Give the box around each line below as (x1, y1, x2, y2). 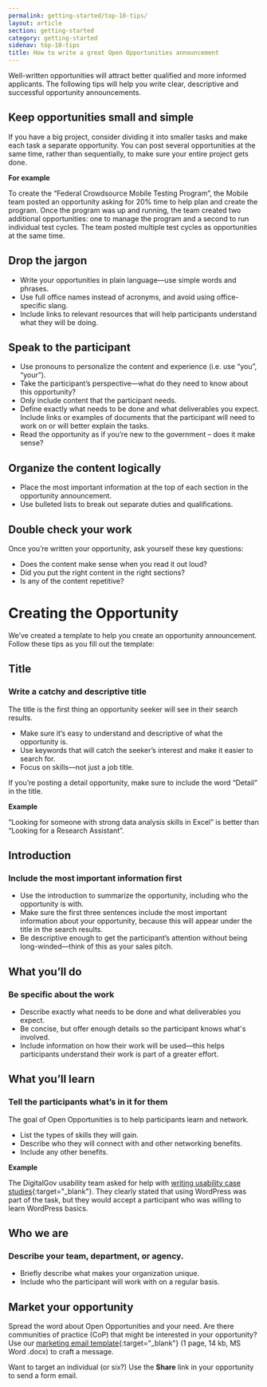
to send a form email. (8, 1371, 78, 1381)
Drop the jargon (8, 254, 88, 267)
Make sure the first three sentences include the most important (19, 908, 227, 917)
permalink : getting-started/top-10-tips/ (8, 11, 148, 20)
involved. (19, 1032, 50, 1042)
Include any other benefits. (19, 1147, 109, 1156)
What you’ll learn (8, 1072, 96, 1086)
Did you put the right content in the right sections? (19, 568, 186, 577)
